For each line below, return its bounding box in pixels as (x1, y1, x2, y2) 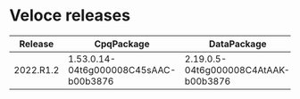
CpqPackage (94, 37, 150, 50)
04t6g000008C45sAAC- (68, 63, 177, 76)
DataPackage (208, 37, 267, 50)
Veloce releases (9, 5, 131, 26)
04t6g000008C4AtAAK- (184, 63, 290, 76)
